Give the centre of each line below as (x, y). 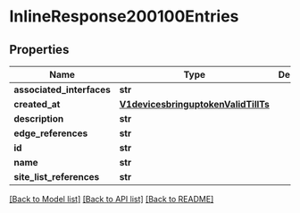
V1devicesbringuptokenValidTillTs (195, 104)
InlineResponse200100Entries (124, 17)
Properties (39, 50)
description (39, 119)
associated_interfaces (62, 89)
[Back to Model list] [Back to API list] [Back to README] (112, 199)
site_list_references (57, 177)
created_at (37, 104)
